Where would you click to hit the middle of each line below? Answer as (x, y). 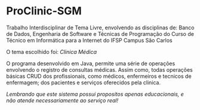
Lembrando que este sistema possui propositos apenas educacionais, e (95, 94)
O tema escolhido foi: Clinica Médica (52, 51)
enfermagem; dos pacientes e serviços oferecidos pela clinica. (84, 82)
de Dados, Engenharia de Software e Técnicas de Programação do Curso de (100, 33)
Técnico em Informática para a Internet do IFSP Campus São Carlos (89, 40)
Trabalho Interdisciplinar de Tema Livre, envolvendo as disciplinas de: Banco (100, 27)
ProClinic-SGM (44, 11)
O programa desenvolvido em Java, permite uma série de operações (91, 63)
